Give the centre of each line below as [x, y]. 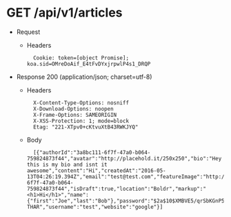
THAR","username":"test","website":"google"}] [95, 207]
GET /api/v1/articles [64, 13]
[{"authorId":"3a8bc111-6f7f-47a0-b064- [92, 152]
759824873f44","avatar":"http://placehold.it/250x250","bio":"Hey [124, 158]
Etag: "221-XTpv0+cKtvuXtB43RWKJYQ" [86, 127]
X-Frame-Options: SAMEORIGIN [75, 115]
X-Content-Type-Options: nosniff [81, 103]
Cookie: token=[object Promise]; [81, 58]
